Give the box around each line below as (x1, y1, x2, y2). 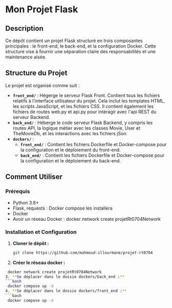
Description (5, 24, 44, 33)
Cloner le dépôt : (12, 240, 49, 247)
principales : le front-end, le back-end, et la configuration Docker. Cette (5, 43, 156, 49)
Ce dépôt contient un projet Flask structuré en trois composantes (5, 37, 143, 44)
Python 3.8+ (12, 199, 39, 206)
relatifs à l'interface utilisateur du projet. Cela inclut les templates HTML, (12, 97, 165, 104)
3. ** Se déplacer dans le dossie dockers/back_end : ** (5, 274, 125, 279)
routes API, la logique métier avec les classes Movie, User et (12, 125, 141, 131)
